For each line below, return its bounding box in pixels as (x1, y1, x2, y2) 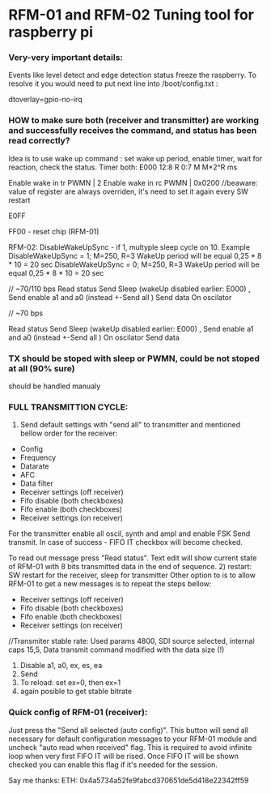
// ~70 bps (8, 308, 43, 318)
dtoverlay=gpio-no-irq (8, 95, 83, 105)
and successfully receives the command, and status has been (8, 125, 257, 136)
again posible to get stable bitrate (19, 687, 132, 697)
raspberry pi (8, 23, 94, 41)
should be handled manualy (8, 381, 101, 391)
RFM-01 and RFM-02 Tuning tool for (8, 6, 255, 24)
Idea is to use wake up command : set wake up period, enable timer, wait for (8, 153, 263, 163)
